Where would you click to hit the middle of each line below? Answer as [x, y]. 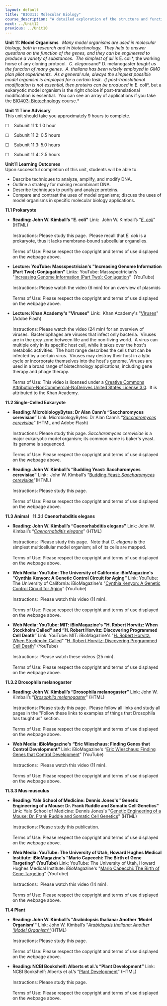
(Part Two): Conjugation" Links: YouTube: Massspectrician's [75, 272]
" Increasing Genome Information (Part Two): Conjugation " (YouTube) [83, 277]
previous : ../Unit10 [27, 28]
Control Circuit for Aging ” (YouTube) [49, 589]
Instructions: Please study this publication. [56, 827]
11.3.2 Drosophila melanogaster [39, 682]
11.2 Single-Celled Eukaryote [36, 403]
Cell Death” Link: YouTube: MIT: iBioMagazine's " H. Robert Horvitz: [81, 635]
